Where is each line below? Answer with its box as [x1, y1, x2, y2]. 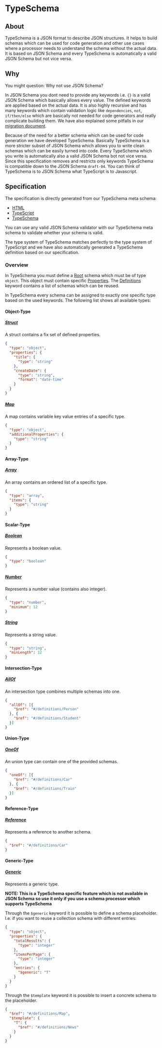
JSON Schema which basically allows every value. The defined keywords [5, 97, 151, 103]
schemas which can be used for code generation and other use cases [5, 40, 145, 46]
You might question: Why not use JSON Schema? [5, 82, 103, 88]
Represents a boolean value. [5, 545, 62, 551]
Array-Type [5, 456, 29, 461]
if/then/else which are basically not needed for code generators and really [5, 113, 156, 118]
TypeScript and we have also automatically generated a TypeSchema [5, 244, 143, 250]
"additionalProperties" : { [9, 432, 64, 437]
